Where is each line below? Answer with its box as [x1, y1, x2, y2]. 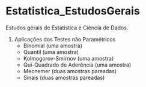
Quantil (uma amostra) [23, 48, 79, 55]
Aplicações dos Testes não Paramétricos [14, 35, 116, 43]
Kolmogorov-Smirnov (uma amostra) [23, 55, 114, 62]
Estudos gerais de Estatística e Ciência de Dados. [5, 24, 129, 31]
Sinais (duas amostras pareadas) [23, 74, 105, 81]
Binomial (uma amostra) [23, 42, 82, 49]
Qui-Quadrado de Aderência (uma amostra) [23, 61, 132, 68]
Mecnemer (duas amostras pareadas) [23, 67, 117, 74]
